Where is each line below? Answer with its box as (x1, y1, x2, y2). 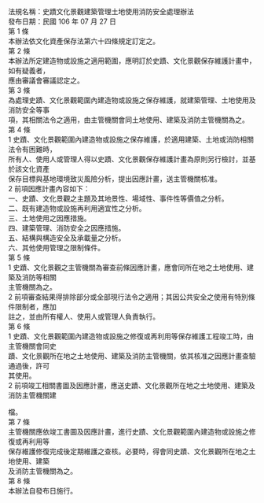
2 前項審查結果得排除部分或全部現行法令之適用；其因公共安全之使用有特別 (8, 292, 249, 301)
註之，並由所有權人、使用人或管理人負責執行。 (8, 312, 159, 321)
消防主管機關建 (8, 390, 57, 400)
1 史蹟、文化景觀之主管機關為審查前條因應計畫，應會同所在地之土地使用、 (8, 263, 247, 272)
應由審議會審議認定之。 (8, 76, 84, 85)
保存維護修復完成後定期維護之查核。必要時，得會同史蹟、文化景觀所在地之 (8, 447, 249, 456)
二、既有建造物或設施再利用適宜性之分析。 (8, 204, 146, 213)
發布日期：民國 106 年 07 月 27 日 (8, 17, 116, 26)
